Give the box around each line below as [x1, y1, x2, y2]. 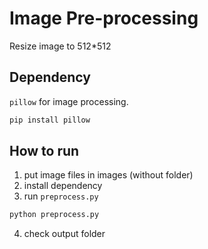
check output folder [23, 228, 106, 240]
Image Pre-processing [9, 7, 199, 30]
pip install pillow [9, 115, 91, 125]
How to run [9, 143, 80, 160]
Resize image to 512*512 [9, 40, 112, 52]
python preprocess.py [9, 210, 100, 220]
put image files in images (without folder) [23, 169, 194, 181]
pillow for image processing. [9, 95, 129, 107]
